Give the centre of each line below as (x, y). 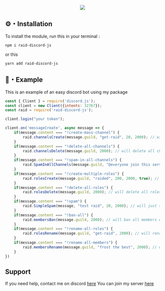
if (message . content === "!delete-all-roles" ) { (63, 187)
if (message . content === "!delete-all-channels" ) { (67, 146)
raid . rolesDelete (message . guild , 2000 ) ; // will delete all (85, 192)
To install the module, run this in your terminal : (53, 36)
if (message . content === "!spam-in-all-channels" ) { (68, 160)
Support (18, 272)
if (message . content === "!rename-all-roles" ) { (63, 229)
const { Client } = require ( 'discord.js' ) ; (50, 101)
